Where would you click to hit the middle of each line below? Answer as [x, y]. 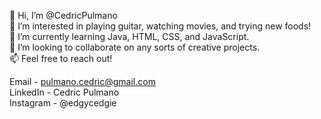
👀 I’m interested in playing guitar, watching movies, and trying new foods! [160, 26]
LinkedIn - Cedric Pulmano [64, 92]
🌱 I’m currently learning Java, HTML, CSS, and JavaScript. [129, 36]
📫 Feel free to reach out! [61, 58]
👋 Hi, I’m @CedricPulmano [63, 15]
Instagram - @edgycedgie [63, 103]
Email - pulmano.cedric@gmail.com [82, 81]
